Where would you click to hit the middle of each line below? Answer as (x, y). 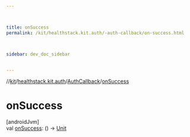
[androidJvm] (23, 122)
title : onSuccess (28, 27)
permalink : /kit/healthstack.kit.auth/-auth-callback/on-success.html (95, 33)
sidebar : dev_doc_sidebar (38, 54)
